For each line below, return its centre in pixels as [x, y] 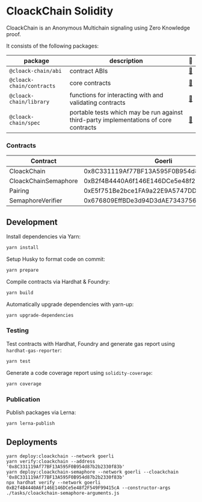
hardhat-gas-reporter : [34, 350]
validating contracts [97, 102]
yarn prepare [23, 270]
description [126, 60]
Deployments [32, 442]
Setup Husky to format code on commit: [56, 259]
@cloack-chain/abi [35, 71]
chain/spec [25, 123]
